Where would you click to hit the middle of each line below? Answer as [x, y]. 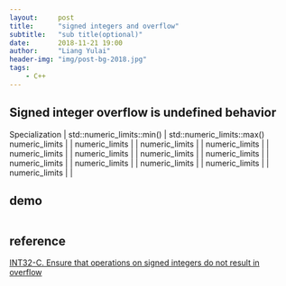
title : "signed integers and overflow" [94, 26]
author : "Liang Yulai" [60, 51]
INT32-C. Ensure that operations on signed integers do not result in [134, 263]
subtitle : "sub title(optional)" [76, 34]
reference [37, 241]
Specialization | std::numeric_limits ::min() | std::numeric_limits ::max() [137, 134]
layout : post [42, 18]
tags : [19, 68]
